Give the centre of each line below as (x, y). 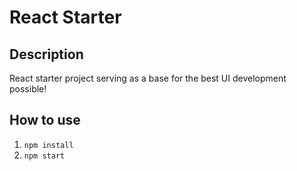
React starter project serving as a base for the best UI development (148, 78)
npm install (48, 145)
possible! (28, 89)
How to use (45, 120)
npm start (44, 156)
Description (46, 54)
